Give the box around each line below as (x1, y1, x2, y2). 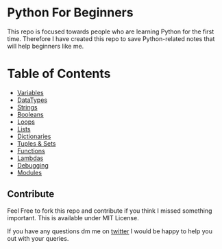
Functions (16, 146, 46, 155)
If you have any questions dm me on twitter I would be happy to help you (7, 227, 212, 235)
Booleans (16, 110, 44, 118)
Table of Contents (7, 66, 111, 81)
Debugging (16, 161, 49, 169)
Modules (16, 168, 42, 176)
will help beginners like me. (7, 42, 84, 50)
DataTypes (16, 96, 48, 104)
